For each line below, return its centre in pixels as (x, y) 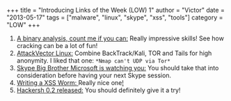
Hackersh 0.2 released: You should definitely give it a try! (98, 90)
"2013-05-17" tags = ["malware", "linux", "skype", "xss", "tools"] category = (115, 17)
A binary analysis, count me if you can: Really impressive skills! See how (120, 38)
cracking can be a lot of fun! (57, 46)
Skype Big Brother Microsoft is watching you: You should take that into (118, 68)
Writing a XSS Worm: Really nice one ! (70, 83)
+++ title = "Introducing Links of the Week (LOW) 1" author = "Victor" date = (116, 10)
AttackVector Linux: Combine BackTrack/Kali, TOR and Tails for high (114, 53)
